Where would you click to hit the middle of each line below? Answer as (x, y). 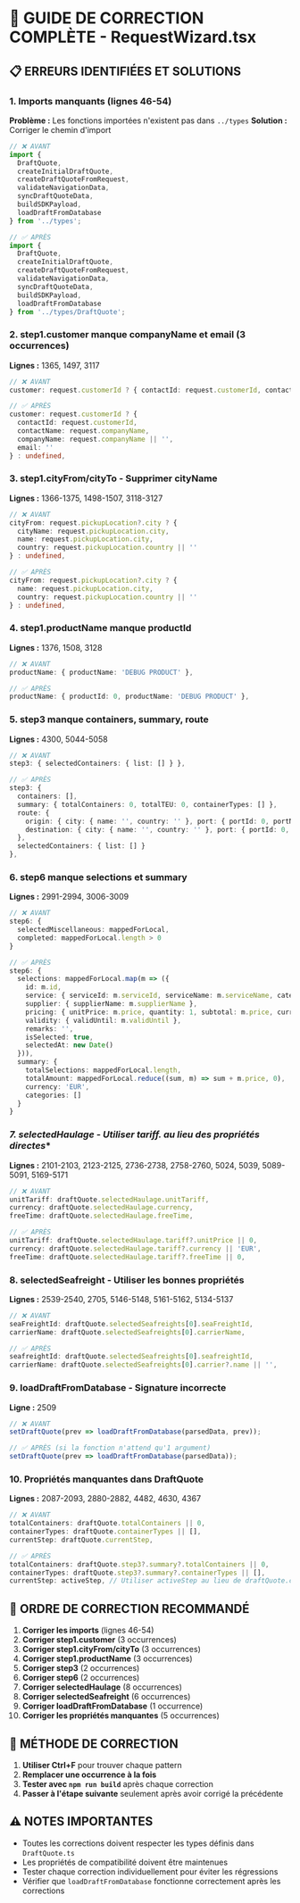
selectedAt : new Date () (70, 1045)
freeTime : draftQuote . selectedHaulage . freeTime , (101, 1216)
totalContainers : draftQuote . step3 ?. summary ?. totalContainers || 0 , (139, 1564)
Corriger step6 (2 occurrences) (81, 1678)
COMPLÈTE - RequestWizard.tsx (133, 37)
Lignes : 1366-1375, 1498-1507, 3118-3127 (86, 498)
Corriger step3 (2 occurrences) (81, 1668)
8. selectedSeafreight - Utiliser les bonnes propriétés (127, 1280)
